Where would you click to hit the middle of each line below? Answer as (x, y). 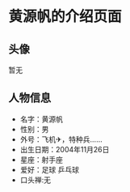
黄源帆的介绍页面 (65, 17)
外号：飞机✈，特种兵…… (61, 139)
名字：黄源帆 (41, 119)
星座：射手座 (41, 160)
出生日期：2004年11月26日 (65, 149)
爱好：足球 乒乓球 (49, 169)
